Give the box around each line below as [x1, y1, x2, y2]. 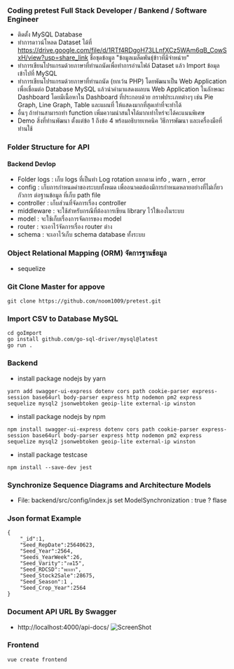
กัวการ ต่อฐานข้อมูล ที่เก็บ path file [17, 191, 101, 200]
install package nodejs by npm [17, 412, 106, 420]
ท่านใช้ [17, 125, 33, 133]
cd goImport [7, 330, 42, 337]
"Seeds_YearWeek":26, [20, 554, 83, 561]
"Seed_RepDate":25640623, [20, 542, 96, 549]
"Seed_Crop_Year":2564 [20, 584, 86, 592]
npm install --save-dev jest [7, 464, 92, 471]
